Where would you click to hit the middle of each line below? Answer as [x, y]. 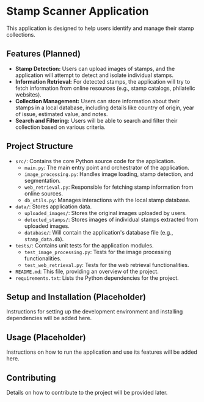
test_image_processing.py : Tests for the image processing [98, 252]
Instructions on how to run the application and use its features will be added [102, 352]
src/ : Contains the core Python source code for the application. [95, 161]
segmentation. [42, 180]
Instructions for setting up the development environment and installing [95, 312]
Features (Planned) [44, 54]
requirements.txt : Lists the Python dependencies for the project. [97, 278]
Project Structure [40, 146]
